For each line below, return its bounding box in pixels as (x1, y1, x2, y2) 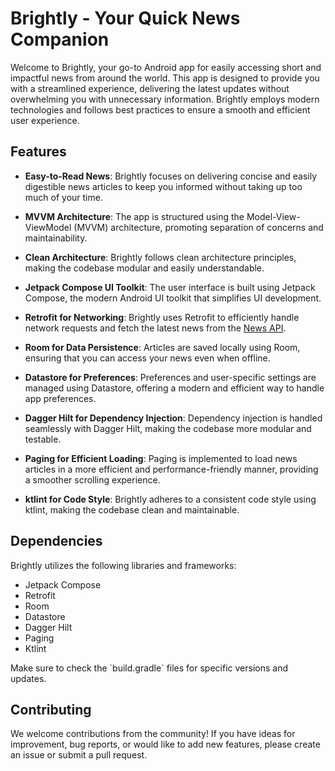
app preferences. (24, 392, 97, 404)
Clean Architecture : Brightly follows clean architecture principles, (24, 251, 297, 263)
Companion (10, 28, 110, 51)
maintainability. (24, 232, 88, 244)
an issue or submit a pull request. (10, 749, 148, 761)
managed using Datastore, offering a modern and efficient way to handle (24, 382, 325, 394)
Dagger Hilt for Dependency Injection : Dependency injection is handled (24, 412, 323, 424)
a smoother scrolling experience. (24, 473, 161, 486)
